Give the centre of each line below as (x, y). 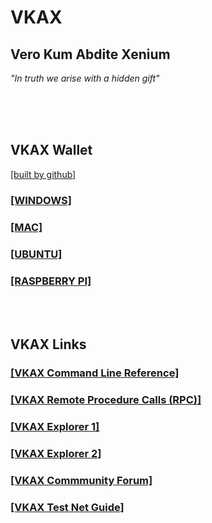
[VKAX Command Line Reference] (95, 373)
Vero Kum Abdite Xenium (90, 54)
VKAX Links (48, 344)
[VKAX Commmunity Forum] (81, 480)
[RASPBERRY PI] (51, 281)
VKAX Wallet (51, 150)
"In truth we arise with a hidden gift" (85, 78)
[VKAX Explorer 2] (56, 453)
